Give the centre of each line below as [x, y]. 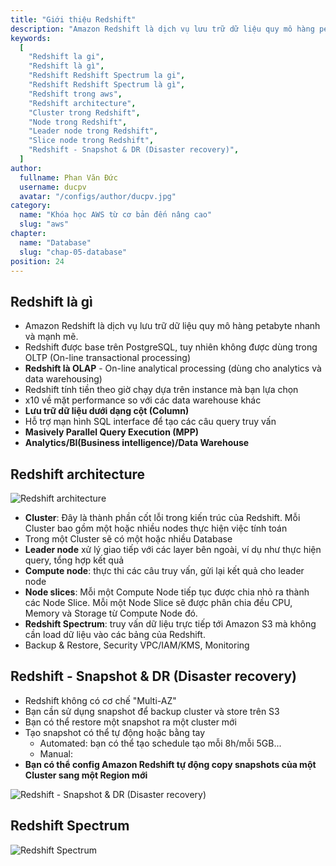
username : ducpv [53, 187]
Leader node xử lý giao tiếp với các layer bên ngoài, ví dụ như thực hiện [173, 549]
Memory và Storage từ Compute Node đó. [111, 613]
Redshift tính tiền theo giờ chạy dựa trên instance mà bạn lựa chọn [161, 390]
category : [31, 206]
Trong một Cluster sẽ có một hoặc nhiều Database [128, 539]
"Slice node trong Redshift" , [91, 141]
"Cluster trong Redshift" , [84, 112]
